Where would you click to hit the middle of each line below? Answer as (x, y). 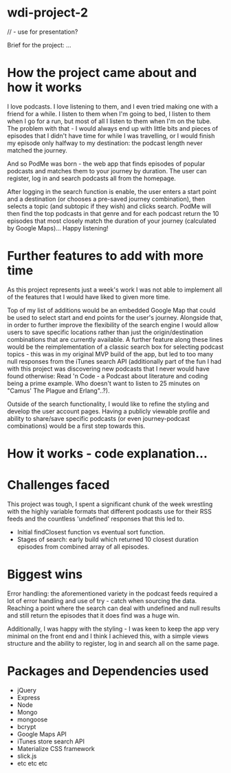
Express (29, 697)
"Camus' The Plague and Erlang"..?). (58, 391)
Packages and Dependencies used (108, 671)
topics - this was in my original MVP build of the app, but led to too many (110, 354)
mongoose (32, 719)
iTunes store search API (51, 741)
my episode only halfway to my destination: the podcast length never (105, 143)
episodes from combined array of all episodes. (83, 546)
